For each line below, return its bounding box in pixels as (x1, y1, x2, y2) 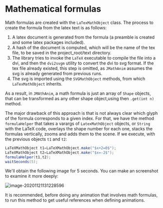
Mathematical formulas (5, 3, 101, 15)
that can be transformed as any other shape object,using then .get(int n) (5, 95, 154, 101)
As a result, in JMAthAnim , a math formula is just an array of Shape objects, (5, 90, 151, 96)
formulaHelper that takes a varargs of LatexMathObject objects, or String (5, 121, 150, 126)
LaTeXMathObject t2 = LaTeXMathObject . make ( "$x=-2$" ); (5, 150, 114, 155)
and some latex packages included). (12, 39, 85, 45)
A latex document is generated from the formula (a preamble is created (12, 34, 155, 40)
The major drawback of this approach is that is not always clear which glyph (5, 110, 158, 116)
